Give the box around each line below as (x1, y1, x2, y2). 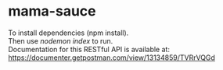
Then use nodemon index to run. (8, 36, 113, 45)
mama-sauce (8, 2, 96, 20)
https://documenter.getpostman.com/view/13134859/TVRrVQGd (8, 53, 215, 62)
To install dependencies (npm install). (8, 28, 129, 37)
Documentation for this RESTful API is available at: (8, 44, 171, 54)
